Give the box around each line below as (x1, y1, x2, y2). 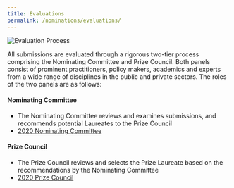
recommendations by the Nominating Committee (17, 165, 159, 174)
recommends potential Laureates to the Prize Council (17, 119, 173, 127)
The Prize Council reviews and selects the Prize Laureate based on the (17, 158, 223, 166)
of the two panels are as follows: (7, 80, 102, 88)
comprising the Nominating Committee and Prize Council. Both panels (7, 57, 210, 65)
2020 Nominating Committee (17, 126, 102, 134)
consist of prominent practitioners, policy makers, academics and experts (7, 65, 221, 73)
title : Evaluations (7, 10, 65, 18)
